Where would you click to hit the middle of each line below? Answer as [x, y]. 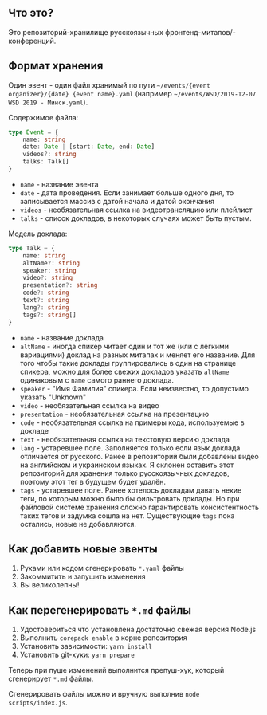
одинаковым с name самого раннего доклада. [96, 380]
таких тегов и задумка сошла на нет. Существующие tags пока [127, 515]
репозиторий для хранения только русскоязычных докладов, [124, 473]
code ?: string [46, 293]
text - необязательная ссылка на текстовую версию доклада [124, 439]
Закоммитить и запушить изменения [82, 576]
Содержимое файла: [43, 117]
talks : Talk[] [46, 162]
